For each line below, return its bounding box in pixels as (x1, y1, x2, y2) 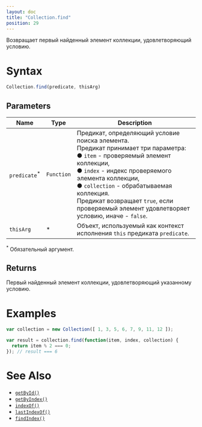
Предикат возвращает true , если (76, 197, 173, 205)
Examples (6, 306, 57, 320)
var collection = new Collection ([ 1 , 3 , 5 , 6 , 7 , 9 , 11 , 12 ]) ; (6, 326, 174, 332)
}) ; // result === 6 (6, 349, 58, 355)
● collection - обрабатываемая (76, 182, 173, 190)
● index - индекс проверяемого (76, 166, 172, 175)
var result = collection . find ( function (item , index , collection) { (6, 337, 179, 344)
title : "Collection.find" (6, 14, 71, 21)
